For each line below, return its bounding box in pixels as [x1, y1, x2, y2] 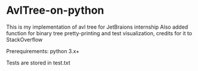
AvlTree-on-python [6, 4, 104, 17]
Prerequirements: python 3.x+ [6, 47, 80, 54]
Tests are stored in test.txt [6, 59, 70, 66]
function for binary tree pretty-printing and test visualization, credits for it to [6, 29, 193, 36]
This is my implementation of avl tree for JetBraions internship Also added [6, 23, 188, 30]
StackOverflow [6, 36, 43, 43]
